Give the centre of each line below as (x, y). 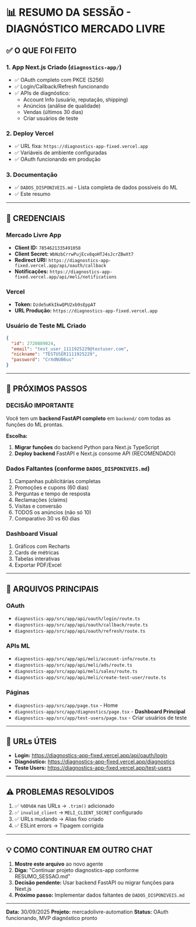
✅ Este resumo (32, 194)
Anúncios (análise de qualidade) (62, 106)
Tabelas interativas (37, 559)
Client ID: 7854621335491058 (48, 248)
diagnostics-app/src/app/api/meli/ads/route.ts (73, 666)
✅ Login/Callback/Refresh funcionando (62, 86)
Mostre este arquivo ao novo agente (59, 864)
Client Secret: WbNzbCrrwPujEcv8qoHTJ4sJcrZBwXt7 (74, 254)
